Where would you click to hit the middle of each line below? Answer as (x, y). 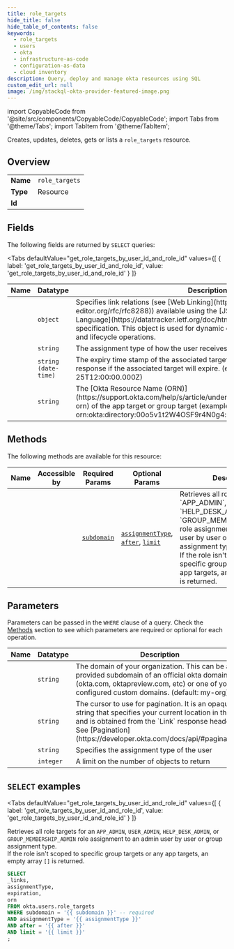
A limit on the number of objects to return (143, 761)
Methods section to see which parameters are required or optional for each (115, 630)
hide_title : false (34, 20)
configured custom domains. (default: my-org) (152, 693)
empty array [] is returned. (46, 861)
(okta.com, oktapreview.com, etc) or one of (146, 684)
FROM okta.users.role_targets (51, 906)
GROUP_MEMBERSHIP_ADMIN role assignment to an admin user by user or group (115, 839)
